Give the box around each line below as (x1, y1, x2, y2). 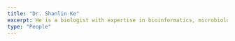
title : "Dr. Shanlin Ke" (7, 10, 80, 17)
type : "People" (7, 23, 52, 30)
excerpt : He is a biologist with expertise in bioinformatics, (7, 17, 196, 24)
